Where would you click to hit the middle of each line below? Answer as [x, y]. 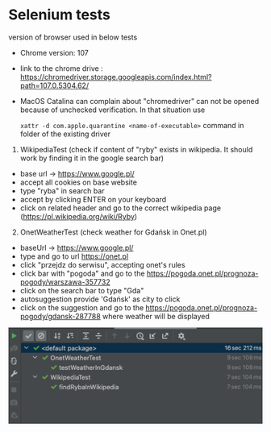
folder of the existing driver [65, 134]
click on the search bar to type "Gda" [82, 290]
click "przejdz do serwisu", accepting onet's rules [102, 264]
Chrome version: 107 [54, 52]
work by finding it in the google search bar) [92, 158]
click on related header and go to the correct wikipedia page [121, 208]
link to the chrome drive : [61, 68]
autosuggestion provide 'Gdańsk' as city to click [100, 299]
